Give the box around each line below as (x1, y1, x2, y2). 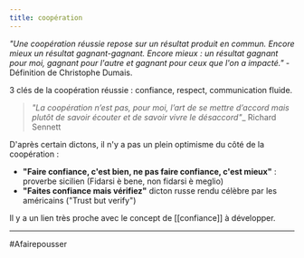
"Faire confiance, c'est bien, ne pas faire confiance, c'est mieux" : (22, 166, 278, 177)
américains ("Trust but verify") (22, 195, 137, 205)
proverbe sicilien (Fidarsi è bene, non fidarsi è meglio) (22, 176, 224, 186)
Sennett (31, 121, 62, 132)
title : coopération (9, 13, 83, 23)
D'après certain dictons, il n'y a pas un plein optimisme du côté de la (9, 139, 265, 149)
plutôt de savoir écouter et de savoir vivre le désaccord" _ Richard (31, 111, 277, 122)
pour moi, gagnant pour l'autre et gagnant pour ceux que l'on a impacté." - (9, 57, 290, 68)
